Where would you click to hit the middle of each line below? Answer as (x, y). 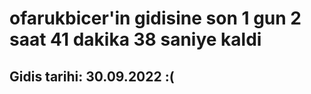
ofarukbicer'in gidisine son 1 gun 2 (155, 18)
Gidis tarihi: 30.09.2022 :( (92, 76)
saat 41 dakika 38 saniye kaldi (135, 39)
